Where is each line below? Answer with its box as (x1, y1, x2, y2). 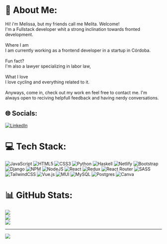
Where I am (5, 42, 29, 48)
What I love (5, 74, 28, 80)
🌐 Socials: (5, 109, 38, 118)
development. (5, 31, 33, 37)
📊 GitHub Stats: (5, 189, 73, 201)
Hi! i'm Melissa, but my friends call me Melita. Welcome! (5, 21, 120, 27)
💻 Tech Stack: (5, 141, 67, 152)
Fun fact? (5, 58, 24, 64)
